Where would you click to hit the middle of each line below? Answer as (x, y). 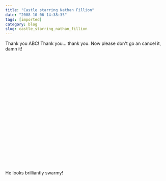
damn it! (14, 49)
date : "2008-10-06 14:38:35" (36, 15)
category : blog (21, 24)
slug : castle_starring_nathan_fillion (46, 29)
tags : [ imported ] (24, 19)
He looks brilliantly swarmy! (34, 173)
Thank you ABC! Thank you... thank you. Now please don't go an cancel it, (83, 43)
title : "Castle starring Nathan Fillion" (50, 10)
